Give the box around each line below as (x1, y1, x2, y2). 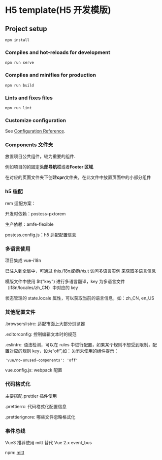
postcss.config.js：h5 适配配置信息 (5, 232, 76, 238)
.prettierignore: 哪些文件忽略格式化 (5, 414, 75, 420)
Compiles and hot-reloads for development (5, 49, 111, 56)
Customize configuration (5, 117, 66, 124)
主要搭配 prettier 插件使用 (5, 393, 57, 399)
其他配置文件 (5, 309, 36, 315)
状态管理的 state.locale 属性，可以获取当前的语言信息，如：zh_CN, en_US (5, 295, 154, 301)
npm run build (5, 83, 34, 88)
